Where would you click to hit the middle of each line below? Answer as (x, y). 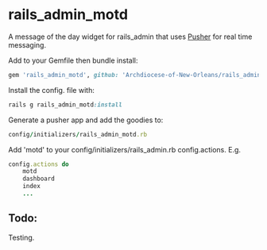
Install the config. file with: (52, 90)
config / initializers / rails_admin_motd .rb (78, 134)
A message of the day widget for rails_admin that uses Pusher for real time (130, 37)
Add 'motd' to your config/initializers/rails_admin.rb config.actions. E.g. (124, 149)
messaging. (27, 44)
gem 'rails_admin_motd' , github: (64, 75)
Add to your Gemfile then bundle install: (73, 60)
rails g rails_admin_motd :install (66, 105)
